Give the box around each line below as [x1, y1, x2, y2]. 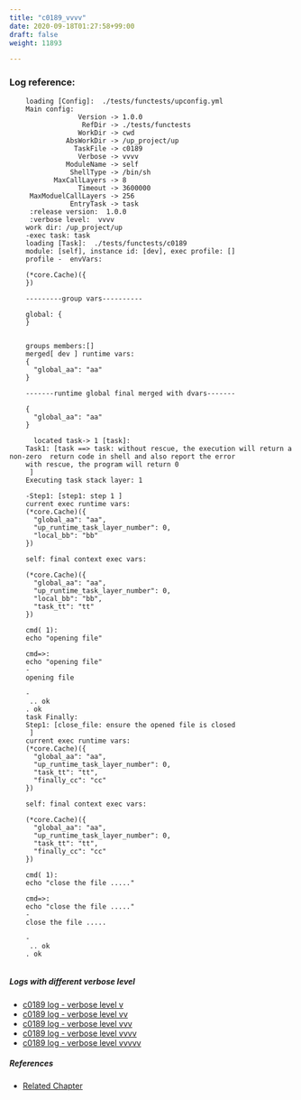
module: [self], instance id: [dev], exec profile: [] [25, 246, 236, 255]
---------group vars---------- [25, 294, 143, 303]
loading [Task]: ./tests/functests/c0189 [25, 238, 187, 248]
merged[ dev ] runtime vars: [25, 349, 135, 358]
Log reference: [9, 76, 76, 88]
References [9, 1058, 54, 1069]
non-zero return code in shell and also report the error [9, 452, 236, 461]
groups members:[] [25, 341, 95, 350]
